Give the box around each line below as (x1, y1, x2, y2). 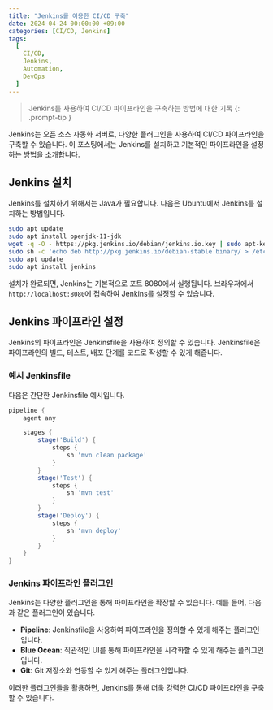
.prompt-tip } (28, 112, 71, 122)
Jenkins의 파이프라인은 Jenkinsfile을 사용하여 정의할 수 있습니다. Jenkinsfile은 (8, 338, 261, 348)
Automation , (23, 65, 63, 73)
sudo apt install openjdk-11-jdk (8, 232, 122, 240)
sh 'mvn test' (66, 489, 115, 497)
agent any (23, 413, 57, 422)
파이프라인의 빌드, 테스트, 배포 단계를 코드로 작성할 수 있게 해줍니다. (8, 348, 223, 357)
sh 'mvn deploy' (66, 526, 122, 535)
